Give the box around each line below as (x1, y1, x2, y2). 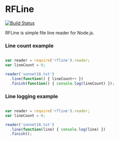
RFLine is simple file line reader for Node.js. (5, 29, 95, 35)
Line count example (5, 42, 54, 49)
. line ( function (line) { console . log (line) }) (9, 126, 106, 132)
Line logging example (5, 92, 58, 99)
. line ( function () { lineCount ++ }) (9, 76, 84, 81)
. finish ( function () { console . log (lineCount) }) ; (9, 81, 115, 86)
